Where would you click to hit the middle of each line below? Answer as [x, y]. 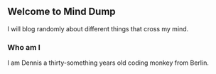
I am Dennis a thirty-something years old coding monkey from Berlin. [108, 63]
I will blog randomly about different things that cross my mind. [98, 28]
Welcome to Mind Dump [61, 12]
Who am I [24, 47]
